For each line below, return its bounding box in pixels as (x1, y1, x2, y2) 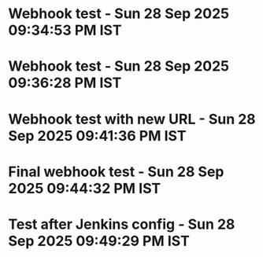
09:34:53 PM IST (8, 21, 122, 39)
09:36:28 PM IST (8, 74, 122, 92)
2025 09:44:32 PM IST (8, 179, 161, 197)
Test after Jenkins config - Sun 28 (8, 215, 235, 233)
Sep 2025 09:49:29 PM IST (8, 232, 191, 250)
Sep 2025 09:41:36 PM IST (8, 127, 187, 145)
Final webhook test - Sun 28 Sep (8, 163, 224, 181)
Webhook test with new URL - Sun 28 (8, 110, 256, 128)
